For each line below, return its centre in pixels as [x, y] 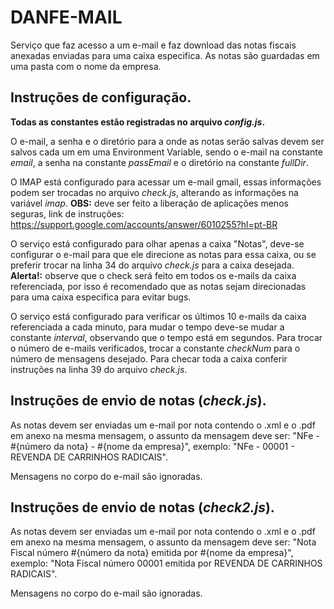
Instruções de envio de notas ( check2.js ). [142, 507]
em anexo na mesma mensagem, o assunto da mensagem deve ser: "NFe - [165, 435]
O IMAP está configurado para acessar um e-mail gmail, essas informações [166, 182]
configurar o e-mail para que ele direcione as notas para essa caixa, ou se [163, 254]
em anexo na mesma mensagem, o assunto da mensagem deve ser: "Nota [163, 542]
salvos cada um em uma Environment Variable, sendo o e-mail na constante [166, 152]
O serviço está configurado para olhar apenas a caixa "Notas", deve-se [157, 243]
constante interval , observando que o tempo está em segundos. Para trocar [166, 337]
